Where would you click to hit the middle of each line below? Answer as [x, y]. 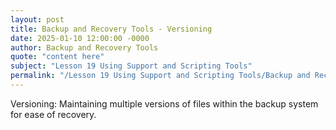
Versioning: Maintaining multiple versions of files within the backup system [164, 103]
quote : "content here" [57, 57]
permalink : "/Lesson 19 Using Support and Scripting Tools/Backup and [160, 76]
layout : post [37, 19]
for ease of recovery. [53, 114]
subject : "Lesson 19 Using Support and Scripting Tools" [131, 66]
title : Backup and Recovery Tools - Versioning [111, 29]
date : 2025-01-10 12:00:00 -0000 [80, 38]
